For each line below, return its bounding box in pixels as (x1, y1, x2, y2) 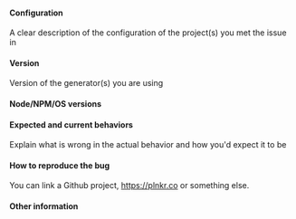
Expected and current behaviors (9, 119, 134, 130)
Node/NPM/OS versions (9, 99, 102, 109)
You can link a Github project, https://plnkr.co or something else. (9, 180, 250, 191)
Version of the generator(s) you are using (9, 78, 164, 89)
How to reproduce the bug (9, 159, 110, 171)
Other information (9, 201, 79, 212)
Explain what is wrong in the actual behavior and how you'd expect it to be (9, 139, 287, 150)
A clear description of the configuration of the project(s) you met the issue (9, 27, 287, 38)
